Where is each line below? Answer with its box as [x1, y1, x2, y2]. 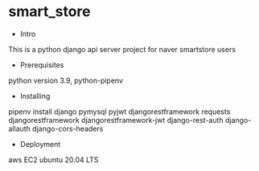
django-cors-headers [31, 124, 104, 133]
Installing [19, 91, 51, 100]
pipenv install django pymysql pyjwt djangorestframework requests [8, 107, 231, 116]
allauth [8, 124, 31, 133]
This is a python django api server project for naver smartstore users [8, 44, 236, 54]
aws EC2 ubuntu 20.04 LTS [8, 155, 99, 165]
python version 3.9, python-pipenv [8, 75, 123, 85]
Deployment [19, 139, 61, 149]
